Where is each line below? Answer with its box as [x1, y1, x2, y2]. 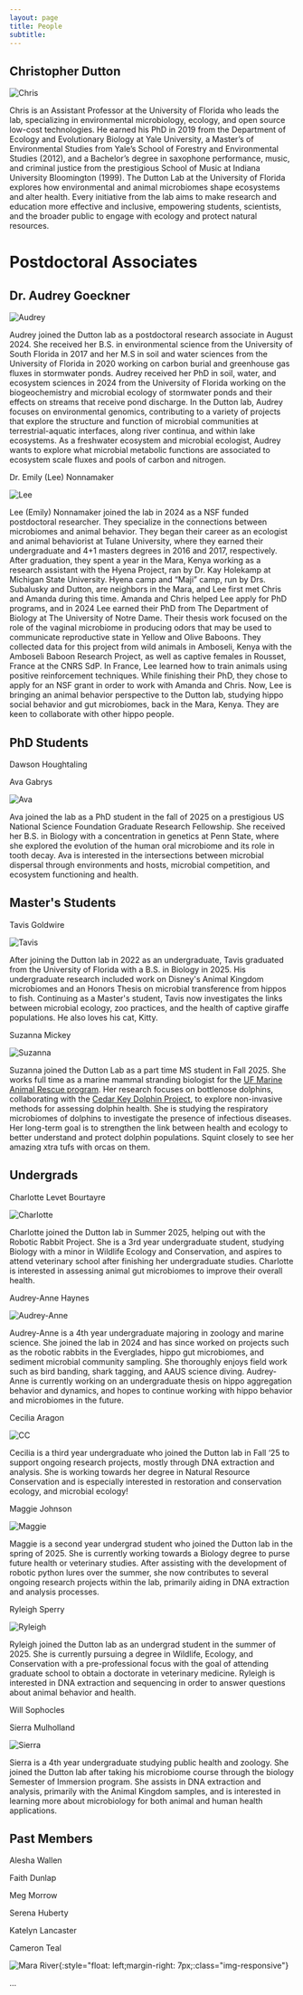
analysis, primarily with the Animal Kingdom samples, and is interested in [9, 1785, 281, 1796]
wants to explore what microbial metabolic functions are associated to [9, 445, 271, 456]
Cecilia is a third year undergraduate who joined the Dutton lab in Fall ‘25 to [9, 1447, 290, 1458]
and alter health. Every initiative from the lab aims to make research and [9, 192, 278, 203]
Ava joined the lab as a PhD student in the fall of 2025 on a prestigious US [9, 811, 285, 822]
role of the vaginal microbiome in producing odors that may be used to [9, 622, 272, 633]
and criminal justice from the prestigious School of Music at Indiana [9, 163, 260, 174]
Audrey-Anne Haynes [9, 1292, 90, 1303]
